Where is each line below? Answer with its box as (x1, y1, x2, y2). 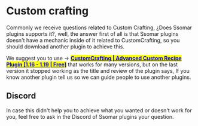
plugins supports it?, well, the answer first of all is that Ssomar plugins (6, 30, 179, 37)
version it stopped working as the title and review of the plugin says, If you (6, 67, 190, 74)
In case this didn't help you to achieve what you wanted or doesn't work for (6, 106, 193, 114)
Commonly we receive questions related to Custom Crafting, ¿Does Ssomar (6, 24, 193, 31)
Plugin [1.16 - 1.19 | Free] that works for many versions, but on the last (6, 61, 178, 68)
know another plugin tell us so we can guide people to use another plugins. (6, 73, 191, 81)
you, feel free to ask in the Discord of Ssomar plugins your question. (6, 113, 175, 120)
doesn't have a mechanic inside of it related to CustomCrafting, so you (6, 36, 180, 44)
